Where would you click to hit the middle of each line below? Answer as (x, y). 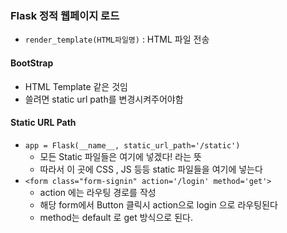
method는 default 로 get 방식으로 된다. (116, 217)
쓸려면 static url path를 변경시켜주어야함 (104, 99)
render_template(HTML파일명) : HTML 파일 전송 (117, 39)
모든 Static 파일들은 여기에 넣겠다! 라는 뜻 (120, 156)
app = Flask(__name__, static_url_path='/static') (132, 145)
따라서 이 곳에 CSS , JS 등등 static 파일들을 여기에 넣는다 (151, 169)
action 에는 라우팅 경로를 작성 (98, 192)
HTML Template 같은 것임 (76, 86)
